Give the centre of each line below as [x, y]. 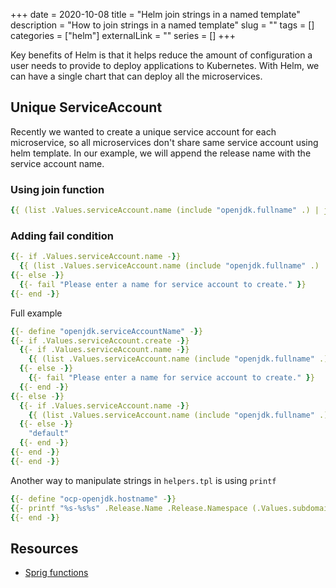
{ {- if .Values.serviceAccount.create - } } [100, 340]
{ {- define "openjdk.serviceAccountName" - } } [106, 331]
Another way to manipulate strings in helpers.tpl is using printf [143, 480]
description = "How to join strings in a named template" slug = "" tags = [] [162, 25]
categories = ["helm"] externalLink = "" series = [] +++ [123, 35]
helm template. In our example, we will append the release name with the [161, 153]
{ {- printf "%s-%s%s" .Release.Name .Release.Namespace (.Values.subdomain [171, 508]
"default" [49, 434]
